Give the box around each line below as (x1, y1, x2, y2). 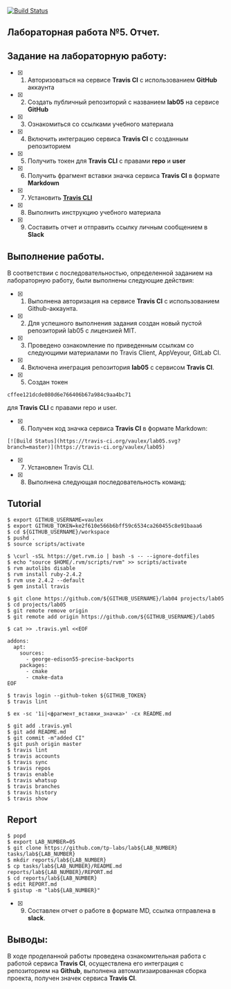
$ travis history (7, 789, 57, 796)
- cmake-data (25, 674, 64, 681)
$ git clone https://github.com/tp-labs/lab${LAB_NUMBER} (7, 844, 178, 851)
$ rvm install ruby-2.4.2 (7, 571, 82, 578)
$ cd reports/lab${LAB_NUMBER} (7, 875, 98, 882)
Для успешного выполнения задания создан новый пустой (27, 319, 202, 328)
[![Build (7, 438, 33, 445)
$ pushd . (7, 534, 36, 542)
